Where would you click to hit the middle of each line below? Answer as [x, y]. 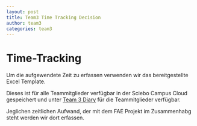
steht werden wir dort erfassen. [45, 118]
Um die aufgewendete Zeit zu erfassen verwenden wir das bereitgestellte [97, 75]
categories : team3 [29, 29]
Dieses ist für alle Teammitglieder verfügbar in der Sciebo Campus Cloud [97, 93]
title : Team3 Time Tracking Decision [54, 17]
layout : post [23, 12]
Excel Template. [26, 81]
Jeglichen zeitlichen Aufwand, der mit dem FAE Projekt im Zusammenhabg [99, 112]
